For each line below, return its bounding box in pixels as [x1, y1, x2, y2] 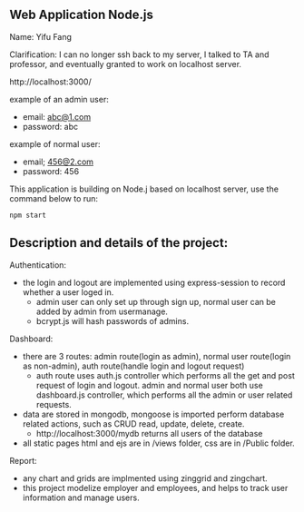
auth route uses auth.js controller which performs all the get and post [35, 369, 295, 380]
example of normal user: [9, 138, 101, 149]
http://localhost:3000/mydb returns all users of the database [35, 428, 263, 438]
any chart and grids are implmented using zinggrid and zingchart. [22, 472, 268, 484]
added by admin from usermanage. [35, 306, 168, 317]
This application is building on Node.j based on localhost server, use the [9, 183, 279, 194]
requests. [35, 399, 73, 409]
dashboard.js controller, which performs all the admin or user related [35, 389, 293, 400]
